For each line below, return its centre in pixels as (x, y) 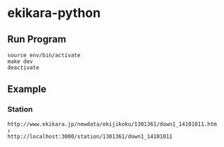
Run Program (37, 39)
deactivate (23, 68)
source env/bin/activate (44, 55)
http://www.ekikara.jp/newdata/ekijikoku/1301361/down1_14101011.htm (112, 124)
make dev (20, 61)
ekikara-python (54, 13)
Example (27, 89)
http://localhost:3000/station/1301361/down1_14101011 (90, 136)
